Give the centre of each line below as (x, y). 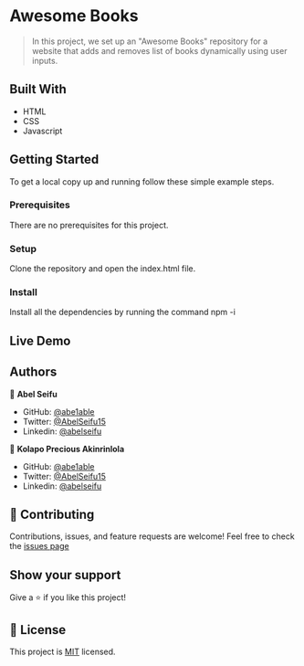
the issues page (40, 546)
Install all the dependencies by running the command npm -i (122, 312)
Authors (33, 372)
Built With (38, 89)
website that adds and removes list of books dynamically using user (159, 50)
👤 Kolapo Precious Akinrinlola (67, 449)
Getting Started (54, 159)
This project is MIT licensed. (63, 652)
